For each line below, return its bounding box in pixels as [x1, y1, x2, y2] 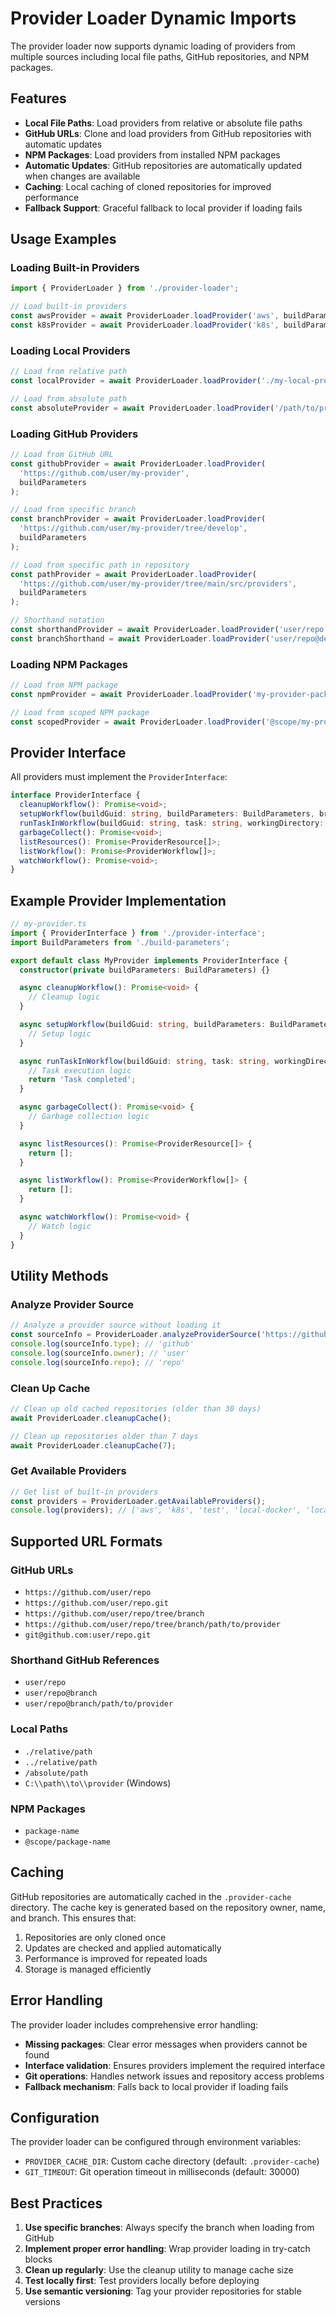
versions [24, 2296, 61, 2308]
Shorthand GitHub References [10, 1653, 160, 1667]
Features [10, 90, 67, 107]
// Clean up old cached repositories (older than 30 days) [10, 1403, 262, 1414]
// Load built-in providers [10, 302, 128, 312]
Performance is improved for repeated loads [24, 1952, 208, 1964]
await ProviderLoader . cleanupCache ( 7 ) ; [10, 1440, 177, 1451]
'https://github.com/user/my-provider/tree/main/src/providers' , [19, 578, 298, 589]
